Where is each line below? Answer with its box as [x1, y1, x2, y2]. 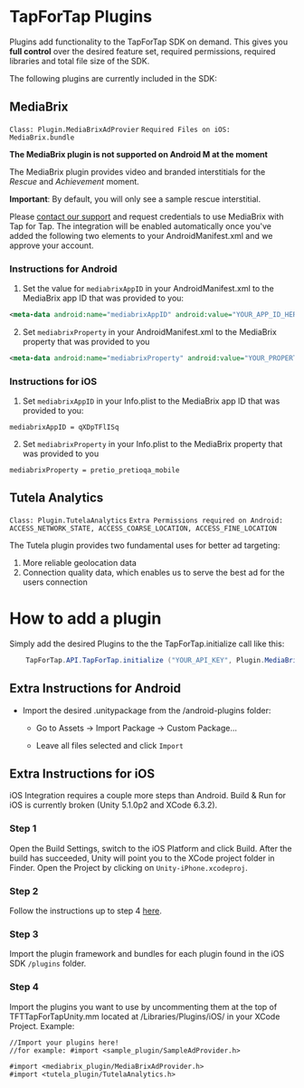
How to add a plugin [9, 608, 162, 629]
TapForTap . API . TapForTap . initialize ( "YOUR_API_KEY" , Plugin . [25, 655, 265, 664]
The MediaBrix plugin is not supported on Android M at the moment [9, 148, 269, 159]
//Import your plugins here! [9, 1038, 119, 1047]
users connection [22, 577, 88, 587]
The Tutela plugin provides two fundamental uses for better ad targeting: [9, 539, 280, 550]
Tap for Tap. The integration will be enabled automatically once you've [9, 220, 272, 232]
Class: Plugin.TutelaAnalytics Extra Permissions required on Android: [9, 516, 283, 525]
